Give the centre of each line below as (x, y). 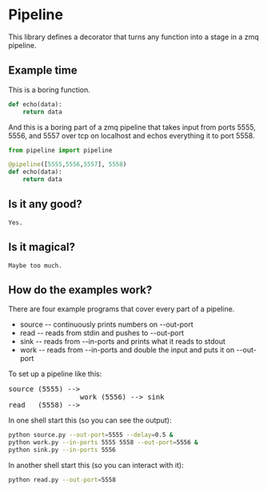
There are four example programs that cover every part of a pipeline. (122, 309)
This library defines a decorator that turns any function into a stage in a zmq (133, 37)
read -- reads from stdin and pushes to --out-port (102, 333)
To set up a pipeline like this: (55, 374)
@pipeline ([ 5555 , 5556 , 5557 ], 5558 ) (68, 165)
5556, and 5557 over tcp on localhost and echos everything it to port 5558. (132, 135)
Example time (43, 71)
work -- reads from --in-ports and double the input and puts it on (127, 350)
